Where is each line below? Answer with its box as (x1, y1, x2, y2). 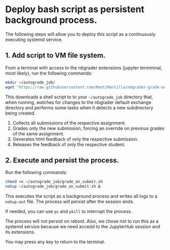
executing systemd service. (5, 37, 63, 43)
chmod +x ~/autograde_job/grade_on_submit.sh (5, 179, 103, 185)
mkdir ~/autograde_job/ (5, 80, 56, 85)
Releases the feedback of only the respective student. (12, 141, 125, 148)
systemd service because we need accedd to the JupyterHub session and (5, 224, 160, 230)
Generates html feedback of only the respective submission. (12, 136, 139, 142)
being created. (5, 110, 36, 116)
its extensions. (5, 229, 35, 235)
